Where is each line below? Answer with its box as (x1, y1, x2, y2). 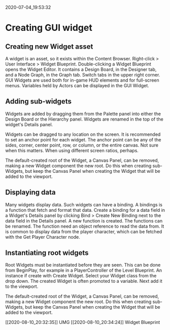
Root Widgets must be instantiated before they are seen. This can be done (5, 262, 161, 268)
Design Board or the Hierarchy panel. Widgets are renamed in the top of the (5, 116, 163, 122)
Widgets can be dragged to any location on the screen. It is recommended (5, 131, 161, 137)
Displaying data (5, 188, 56, 197)
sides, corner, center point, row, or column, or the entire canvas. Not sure (5, 142, 159, 148)
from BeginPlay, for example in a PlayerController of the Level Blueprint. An (5, 267, 162, 273)
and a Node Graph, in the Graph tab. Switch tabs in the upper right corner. (5, 72, 160, 78)
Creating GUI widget (5, 22, 92, 33)
